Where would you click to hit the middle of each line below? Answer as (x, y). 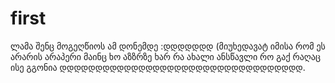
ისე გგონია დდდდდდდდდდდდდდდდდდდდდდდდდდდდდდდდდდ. (158, 67)
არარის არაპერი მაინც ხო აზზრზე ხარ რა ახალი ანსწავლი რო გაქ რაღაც (165, 56)
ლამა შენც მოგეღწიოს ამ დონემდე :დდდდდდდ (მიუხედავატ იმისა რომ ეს (168, 46)
